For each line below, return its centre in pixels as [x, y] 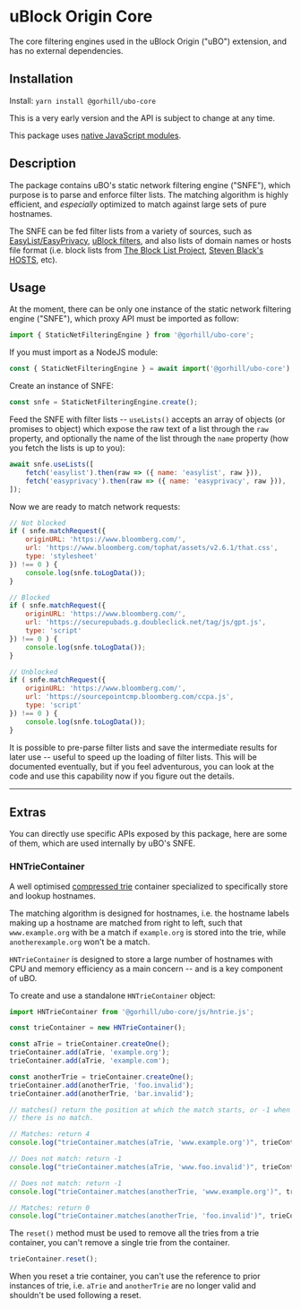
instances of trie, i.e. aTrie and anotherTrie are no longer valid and [133, 1286]
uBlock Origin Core [81, 17]
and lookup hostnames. [52, 896]
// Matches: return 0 [50, 1208]
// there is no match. [52, 1118]
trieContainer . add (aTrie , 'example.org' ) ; [90, 1053]
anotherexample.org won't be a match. [80, 942]
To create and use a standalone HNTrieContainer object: [112, 995]
